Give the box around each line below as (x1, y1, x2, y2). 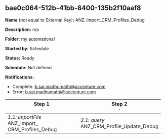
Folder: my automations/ (5, 36, 55, 42)
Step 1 (34, 100, 50, 107)
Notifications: (5, 74, 34, 80)
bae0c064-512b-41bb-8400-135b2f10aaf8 (5, 4, 141, 12)
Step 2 (111, 100, 127, 107)
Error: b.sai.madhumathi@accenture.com (12, 88, 96, 95)
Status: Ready (5, 55, 35, 61)
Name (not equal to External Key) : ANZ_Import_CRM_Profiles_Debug (5, 17, 145, 23)
